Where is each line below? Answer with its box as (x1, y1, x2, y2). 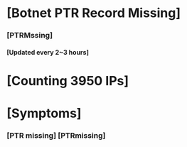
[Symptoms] (6, 105, 82, 121)
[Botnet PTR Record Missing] (6, 5, 181, 21)
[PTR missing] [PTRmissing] (6, 131, 106, 140)
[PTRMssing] (6, 31, 53, 40)
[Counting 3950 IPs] (6, 72, 129, 89)
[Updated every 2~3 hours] (6, 48, 90, 56)
